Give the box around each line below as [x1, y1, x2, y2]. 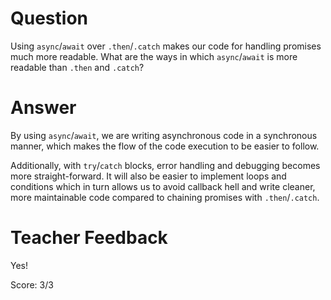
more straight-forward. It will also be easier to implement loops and [10, 170, 287, 182]
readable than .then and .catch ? [10, 61, 145, 73]
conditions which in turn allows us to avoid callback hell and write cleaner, [10, 180, 316, 192]
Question [10, 7, 88, 30]
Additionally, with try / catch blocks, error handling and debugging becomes [10, 159, 321, 171]
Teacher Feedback [10, 227, 168, 249]
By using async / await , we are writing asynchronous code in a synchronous [10, 129, 318, 141]
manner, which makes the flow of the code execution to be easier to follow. [10, 140, 320, 152]
